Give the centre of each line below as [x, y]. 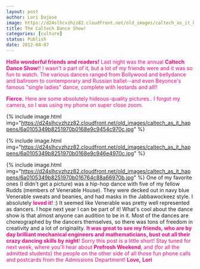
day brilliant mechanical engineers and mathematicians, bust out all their [98, 234]
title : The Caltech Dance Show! [46, 28]
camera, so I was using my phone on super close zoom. [75, 105]
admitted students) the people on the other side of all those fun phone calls [99, 253]
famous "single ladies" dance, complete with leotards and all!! [82, 87]
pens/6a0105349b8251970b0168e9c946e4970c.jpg [70, 153]
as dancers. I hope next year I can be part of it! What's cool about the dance [100, 209]
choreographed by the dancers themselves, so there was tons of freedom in [100, 221]
